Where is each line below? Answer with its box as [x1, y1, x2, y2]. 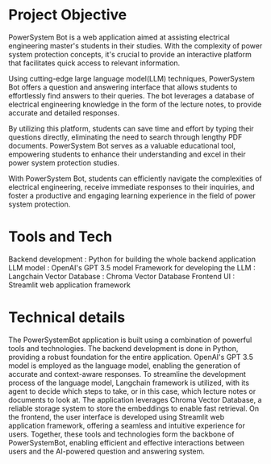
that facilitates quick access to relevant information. [8, 58, 181, 68]
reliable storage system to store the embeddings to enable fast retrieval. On [8, 403, 260, 413]
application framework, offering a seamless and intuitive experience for [8, 420, 246, 430]
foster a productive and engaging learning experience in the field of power [8, 190, 256, 200]
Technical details [8, 308, 126, 327]
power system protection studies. [8, 157, 119, 167]
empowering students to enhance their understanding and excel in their [8, 149, 246, 159]
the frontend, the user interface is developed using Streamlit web [8, 412, 225, 421]
